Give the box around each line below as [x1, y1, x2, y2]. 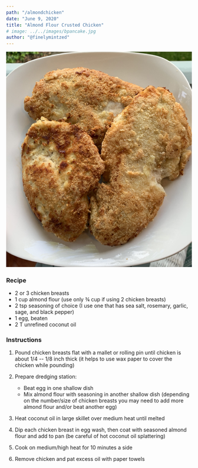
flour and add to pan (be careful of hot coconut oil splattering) [14, 433, 166, 440]
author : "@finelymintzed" [6, 34, 70, 41]
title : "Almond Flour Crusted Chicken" [6, 22, 104, 28]
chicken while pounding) [14, 362, 75, 369]
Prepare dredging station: [14, 373, 77, 381]
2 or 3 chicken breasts [14, 290, 70, 297]
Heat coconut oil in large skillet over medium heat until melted [14, 415, 165, 422]
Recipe [6, 276, 27, 284]
